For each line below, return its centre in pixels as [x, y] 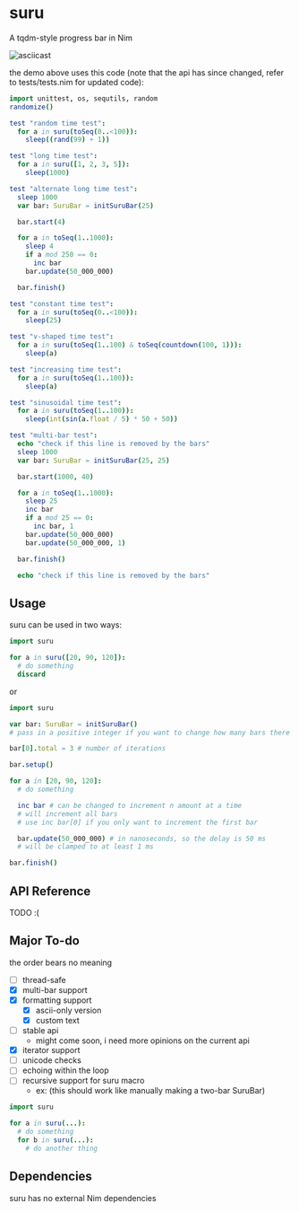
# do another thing [62, 1148]
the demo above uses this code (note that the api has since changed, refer [147, 72]
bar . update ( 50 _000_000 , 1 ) [76, 543]
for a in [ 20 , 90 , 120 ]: [56, 781]
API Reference [50, 891]
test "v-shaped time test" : [62, 337]
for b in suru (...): [56, 1140]
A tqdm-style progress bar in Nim [71, 38]
